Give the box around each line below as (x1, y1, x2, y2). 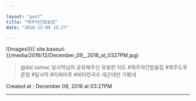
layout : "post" (6, 13, 43, 19)
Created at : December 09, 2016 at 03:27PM (6, 83, 113, 90)
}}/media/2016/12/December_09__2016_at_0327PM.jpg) (6, 52, 139, 59)
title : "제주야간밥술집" (6, 19, 58, 25)
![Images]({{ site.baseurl (6, 46, 65, 53)
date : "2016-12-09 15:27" (6, 25, 69, 30)
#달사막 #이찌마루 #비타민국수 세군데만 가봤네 (31, 71, 136, 78)
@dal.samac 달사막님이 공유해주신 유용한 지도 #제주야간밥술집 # (20, 64, 169, 71)
